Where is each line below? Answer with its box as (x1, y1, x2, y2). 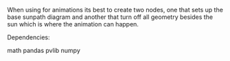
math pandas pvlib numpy (7, 47, 81, 54)
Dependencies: (7, 33, 50, 41)
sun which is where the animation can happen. (7, 20, 139, 28)
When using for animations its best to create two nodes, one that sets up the (7, 6, 223, 14)
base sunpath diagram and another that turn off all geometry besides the (7, 13, 214, 21)
